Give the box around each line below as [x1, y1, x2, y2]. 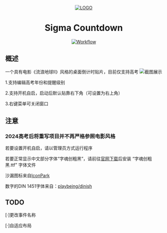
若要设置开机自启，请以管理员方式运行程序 [5, 145, 93, 151]
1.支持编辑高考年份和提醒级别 [5, 79, 65, 85]
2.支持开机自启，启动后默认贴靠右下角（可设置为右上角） [5, 90, 123, 96]
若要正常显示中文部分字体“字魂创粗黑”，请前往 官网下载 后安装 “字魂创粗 [5, 155, 152, 162]
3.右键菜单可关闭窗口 [5, 100, 49, 106]
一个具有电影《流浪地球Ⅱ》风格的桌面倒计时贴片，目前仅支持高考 [5, 68, 139, 74]
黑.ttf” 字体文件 [5, 162, 36, 168]
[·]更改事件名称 [5, 212, 36, 218]
